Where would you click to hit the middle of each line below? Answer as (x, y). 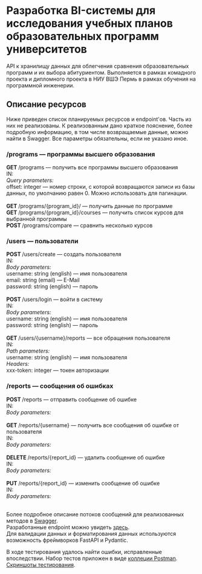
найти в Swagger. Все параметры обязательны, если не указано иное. (97, 138)
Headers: (18, 364)
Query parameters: (30, 180)
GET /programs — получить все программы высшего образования (92, 167)
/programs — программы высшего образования (81, 154)
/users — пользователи (42, 241)
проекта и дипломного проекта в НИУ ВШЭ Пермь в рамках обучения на (101, 79)
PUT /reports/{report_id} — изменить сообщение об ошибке (83, 483)
